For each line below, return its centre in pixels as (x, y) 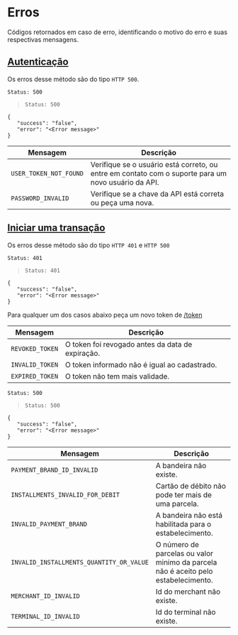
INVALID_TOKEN (35, 364)
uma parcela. (177, 504)
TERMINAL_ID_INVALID (45, 616)
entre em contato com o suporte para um (159, 173)
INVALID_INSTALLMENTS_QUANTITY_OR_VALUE (80, 562)
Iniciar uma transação (56, 228)
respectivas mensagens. (43, 39)
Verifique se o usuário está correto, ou (154, 164)
